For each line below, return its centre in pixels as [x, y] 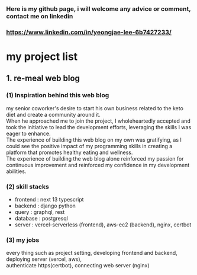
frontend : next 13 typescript [49, 200]
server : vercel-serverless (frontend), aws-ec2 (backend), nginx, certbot [103, 225]
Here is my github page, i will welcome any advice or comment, [98, 9]
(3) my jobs [23, 240]
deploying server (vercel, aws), [44, 259]
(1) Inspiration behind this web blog [58, 95]
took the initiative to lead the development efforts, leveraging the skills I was [99, 127]
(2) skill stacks [28, 187]
